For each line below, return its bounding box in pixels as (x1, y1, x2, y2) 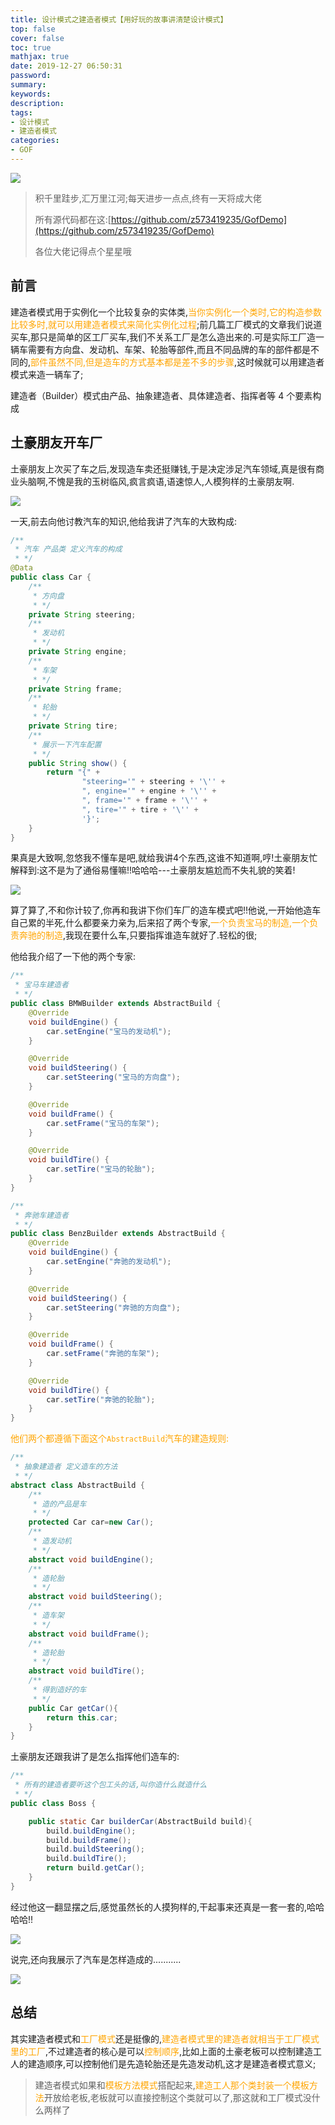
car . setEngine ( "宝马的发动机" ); (46, 1026, 172, 1036)
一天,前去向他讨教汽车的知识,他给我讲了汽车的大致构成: (10, 515, 238, 527)
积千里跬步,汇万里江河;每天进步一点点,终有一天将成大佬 (34, 192, 263, 204)
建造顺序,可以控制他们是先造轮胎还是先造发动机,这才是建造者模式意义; (27, 2057, 317, 2070)
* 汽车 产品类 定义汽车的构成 (14, 544, 123, 555)
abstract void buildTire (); (28, 1666, 145, 1676)
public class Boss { (10, 1798, 97, 1808)
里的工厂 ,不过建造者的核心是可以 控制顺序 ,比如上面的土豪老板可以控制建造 (10, 2045, 314, 2057)
